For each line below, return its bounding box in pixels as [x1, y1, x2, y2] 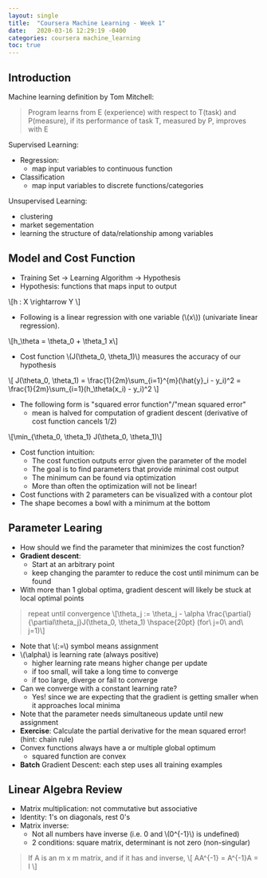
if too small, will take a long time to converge [31, 667, 179, 676]
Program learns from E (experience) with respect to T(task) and [27, 107, 237, 116]
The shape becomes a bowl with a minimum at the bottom [19, 498, 211, 507]
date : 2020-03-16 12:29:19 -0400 [8, 26, 127, 34]
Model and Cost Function [8, 252, 135, 266]
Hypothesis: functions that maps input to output [19, 281, 177, 291]
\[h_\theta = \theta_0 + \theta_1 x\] [8, 336, 118, 345]
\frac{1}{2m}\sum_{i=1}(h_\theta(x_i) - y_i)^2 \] [8, 384, 159, 393]
